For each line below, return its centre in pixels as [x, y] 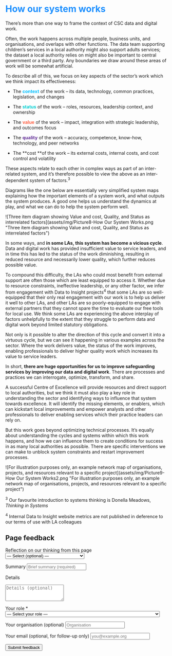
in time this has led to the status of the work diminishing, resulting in [78, 254]
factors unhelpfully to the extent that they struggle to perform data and [80, 319]
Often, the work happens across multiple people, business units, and [78, 39]
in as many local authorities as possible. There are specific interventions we [85, 447]
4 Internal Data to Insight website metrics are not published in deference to [84, 516]
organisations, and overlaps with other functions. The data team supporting [85, 44]
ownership [24, 112]
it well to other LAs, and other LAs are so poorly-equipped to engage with [83, 303]
